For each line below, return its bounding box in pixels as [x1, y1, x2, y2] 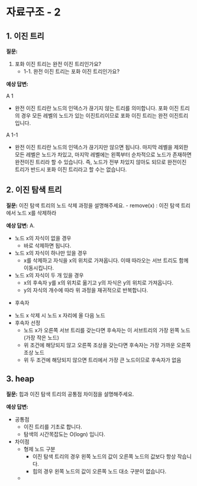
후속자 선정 [14, 319, 41, 326]
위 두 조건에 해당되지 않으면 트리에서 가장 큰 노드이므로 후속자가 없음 [23, 356, 182, 363]
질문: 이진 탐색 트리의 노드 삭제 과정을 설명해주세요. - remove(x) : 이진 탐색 [6, 201, 180, 209]
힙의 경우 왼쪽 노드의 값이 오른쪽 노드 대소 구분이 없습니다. [32, 468, 167, 475]
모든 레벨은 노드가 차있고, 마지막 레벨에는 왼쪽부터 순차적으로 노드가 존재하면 [14, 151, 192, 158]
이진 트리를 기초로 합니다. [23, 423, 83, 430]
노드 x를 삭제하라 [17, 209, 57, 216]
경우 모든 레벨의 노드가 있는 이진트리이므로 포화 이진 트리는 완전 [21, 112, 168, 119]
